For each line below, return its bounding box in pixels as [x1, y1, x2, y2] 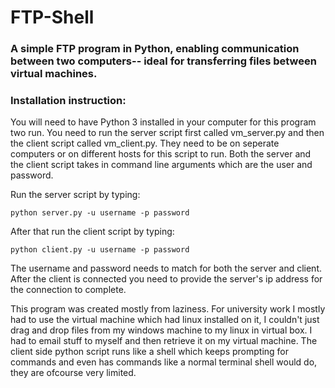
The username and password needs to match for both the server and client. [10, 262, 322, 275]
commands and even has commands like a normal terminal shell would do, [10, 356, 318, 368]
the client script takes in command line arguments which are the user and [10, 159, 313, 171]
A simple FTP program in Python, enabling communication [10, 42, 300, 56]
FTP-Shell [10, 6, 95, 29]
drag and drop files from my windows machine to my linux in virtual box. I [10, 324, 313, 336]
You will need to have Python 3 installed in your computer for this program [10, 116, 317, 128]
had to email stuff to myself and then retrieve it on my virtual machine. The [10, 335, 318, 347]
